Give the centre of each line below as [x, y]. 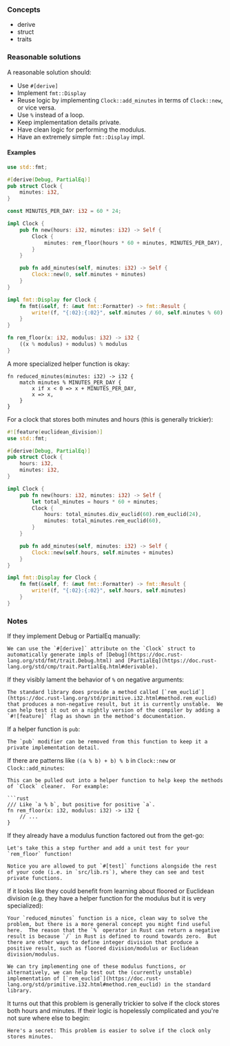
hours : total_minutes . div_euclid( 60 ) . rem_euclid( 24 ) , [123, 515]
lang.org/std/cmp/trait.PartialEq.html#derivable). [83, 667]
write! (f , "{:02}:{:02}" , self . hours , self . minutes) [109, 591]
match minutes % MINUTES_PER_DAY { [71, 382]
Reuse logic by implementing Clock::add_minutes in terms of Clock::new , [120, 100]
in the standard [188, 985]
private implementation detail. [53, 748]
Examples [22, 152]
